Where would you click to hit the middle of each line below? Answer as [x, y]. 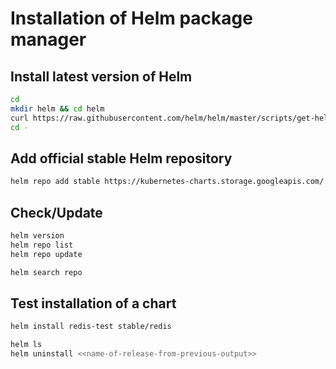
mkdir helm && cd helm [57, 108]
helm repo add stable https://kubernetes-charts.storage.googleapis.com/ [167, 182]
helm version [37, 236]
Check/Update [56, 212]
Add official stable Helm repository [121, 158]
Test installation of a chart [93, 303]
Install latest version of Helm [101, 76]
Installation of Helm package [131, 18]
